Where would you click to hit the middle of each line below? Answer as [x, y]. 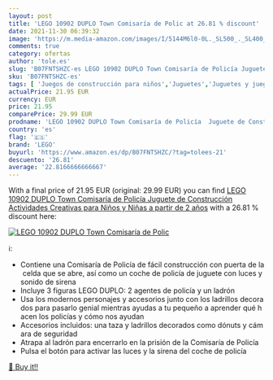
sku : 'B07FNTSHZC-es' [45, 76]
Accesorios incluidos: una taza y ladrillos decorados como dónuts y [133, 325]
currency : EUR [32, 99]
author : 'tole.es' [39, 62]
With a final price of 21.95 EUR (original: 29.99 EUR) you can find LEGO [127, 190]
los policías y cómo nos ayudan [92, 317]
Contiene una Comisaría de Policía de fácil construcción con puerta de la [142, 264]
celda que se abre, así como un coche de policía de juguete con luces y [142, 273]
